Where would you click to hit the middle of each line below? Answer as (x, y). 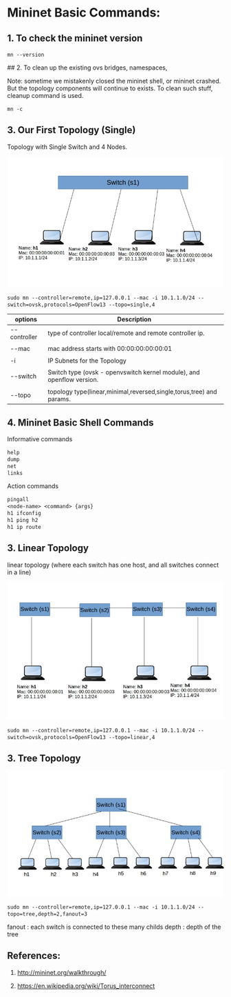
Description (134, 319)
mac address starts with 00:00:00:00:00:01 (110, 349)
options (26, 319)
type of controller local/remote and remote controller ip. (126, 333)
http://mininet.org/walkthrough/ (62, 972)
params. (59, 399)
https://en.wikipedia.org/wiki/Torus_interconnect (86, 986)
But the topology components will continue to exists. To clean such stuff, (110, 88)
